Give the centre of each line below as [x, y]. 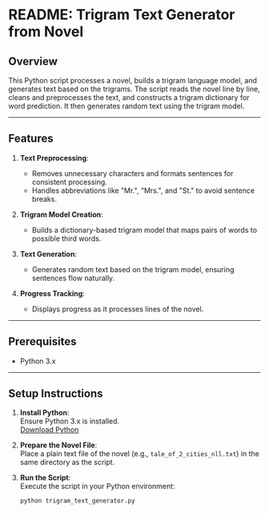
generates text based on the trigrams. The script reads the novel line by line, [134, 89]
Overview [33, 61]
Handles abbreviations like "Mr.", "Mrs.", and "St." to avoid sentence [143, 190]
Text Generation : [48, 254]
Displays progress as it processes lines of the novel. [118, 309]
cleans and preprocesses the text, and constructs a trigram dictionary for [129, 97]
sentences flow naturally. [73, 278]
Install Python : [44, 413]
